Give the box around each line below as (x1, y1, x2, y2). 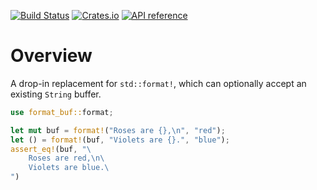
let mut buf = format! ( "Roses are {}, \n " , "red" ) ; (10, 125, 226, 135)
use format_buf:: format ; (10, 107, 114, 117)
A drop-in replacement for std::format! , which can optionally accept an (10, 77, 307, 89)
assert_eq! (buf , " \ (10, 144, 92, 154)
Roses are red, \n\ (28, 153, 105, 164)
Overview (10, 45, 93, 67)
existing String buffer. (10, 88, 102, 100)
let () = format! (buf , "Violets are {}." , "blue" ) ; (10, 135, 230, 145)
